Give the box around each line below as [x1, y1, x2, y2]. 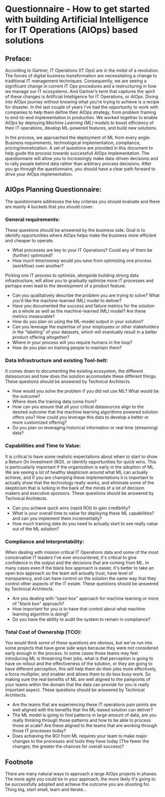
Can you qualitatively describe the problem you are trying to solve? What [12, 292, 160, 298]
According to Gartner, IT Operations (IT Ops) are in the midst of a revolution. [5, 67, 159, 73]
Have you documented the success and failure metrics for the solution [12, 303, 155, 309]
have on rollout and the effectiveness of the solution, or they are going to [5, 661, 153, 667]
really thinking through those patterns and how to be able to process [12, 717, 151, 723]
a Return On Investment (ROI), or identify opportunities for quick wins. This [5, 459, 156, 465]
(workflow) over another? [12, 263, 64, 269]
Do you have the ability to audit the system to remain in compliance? [12, 616, 151, 622]
